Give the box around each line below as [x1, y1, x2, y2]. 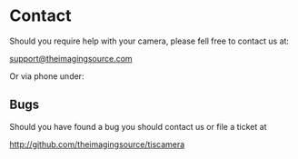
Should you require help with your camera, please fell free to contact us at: [9, 35, 289, 46]
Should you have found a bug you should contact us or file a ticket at [9, 121, 267, 132]
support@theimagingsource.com [9, 53, 134, 64]
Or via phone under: [9, 70, 84, 82]
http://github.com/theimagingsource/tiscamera [9, 138, 185, 150]
